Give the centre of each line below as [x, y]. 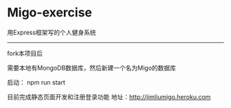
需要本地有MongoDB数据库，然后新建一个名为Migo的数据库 [92, 68]
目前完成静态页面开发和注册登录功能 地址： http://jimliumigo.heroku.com [109, 96]
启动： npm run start [36, 82]
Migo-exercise [50, 13]
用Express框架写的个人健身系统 [52, 32]
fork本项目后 [25, 53]
